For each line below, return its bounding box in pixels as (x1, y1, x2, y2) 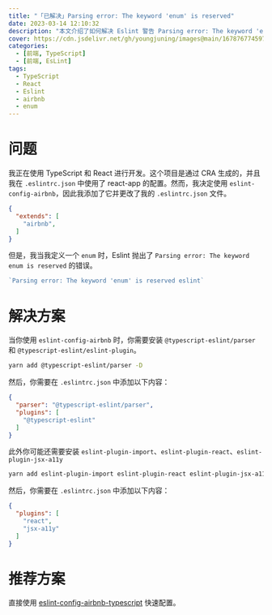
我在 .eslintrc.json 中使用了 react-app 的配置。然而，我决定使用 (8, 178, 228, 188)
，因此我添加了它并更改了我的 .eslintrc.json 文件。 (55, 188, 232, 199)
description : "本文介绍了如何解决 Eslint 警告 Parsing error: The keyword (8, 27, 253, 35)
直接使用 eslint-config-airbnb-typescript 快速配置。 (8, 598, 181, 608)
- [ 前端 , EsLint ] (15, 58, 72, 66)
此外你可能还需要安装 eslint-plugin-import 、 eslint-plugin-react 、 (8, 447, 237, 457)
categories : (8, 42, 49, 50)
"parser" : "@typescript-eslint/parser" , (15, 401, 154, 409)
